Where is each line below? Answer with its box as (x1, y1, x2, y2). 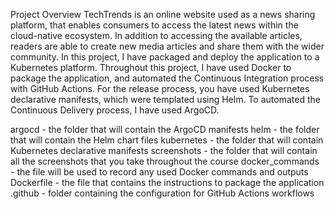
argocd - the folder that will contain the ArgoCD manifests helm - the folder (10, 124, 320, 135)
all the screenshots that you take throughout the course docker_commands (10, 155, 320, 167)
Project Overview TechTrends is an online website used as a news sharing (10, 9, 316, 20)
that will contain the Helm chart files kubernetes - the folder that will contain (10, 134, 324, 146)
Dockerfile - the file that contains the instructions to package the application (10, 177, 325, 188)
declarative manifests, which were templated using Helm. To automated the (10, 94, 321, 105)
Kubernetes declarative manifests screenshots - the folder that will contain (10, 145, 318, 156)
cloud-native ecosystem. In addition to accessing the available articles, (10, 30, 303, 41)
